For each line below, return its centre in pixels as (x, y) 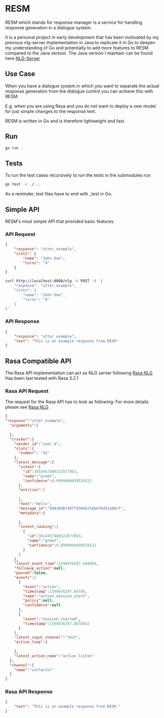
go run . (14, 148)
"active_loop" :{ (31, 642)
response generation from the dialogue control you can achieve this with (79, 91)
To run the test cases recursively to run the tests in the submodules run (78, 175)
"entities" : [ (32, 490)
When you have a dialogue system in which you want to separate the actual (82, 86)
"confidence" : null (42, 605)
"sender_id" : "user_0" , (37, 444)
